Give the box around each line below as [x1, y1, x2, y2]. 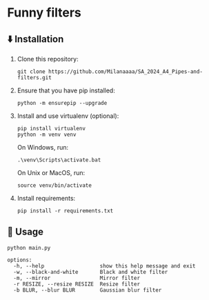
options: [7, 257, 32, 263]
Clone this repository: [17, 55, 79, 63]
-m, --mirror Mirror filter [13, 274, 140, 281]
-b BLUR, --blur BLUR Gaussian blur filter [13, 286, 162, 294]
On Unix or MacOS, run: [17, 169, 85, 177]
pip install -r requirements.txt [17, 208, 114, 214]
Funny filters [7, 5, 81, 21]
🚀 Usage [7, 226, 43, 238]
